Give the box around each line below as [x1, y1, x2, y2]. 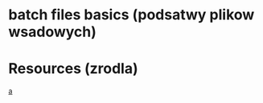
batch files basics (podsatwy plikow [8, 6, 255, 24]
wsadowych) [8, 23, 97, 41]
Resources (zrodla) [8, 60, 138, 78]
